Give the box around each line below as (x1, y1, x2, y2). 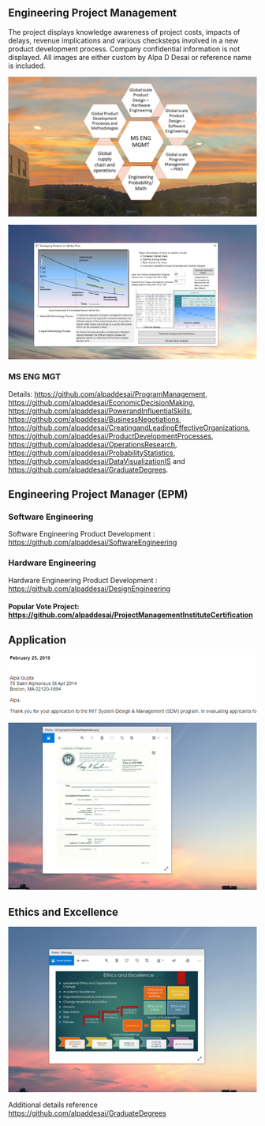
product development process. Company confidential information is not (8, 43, 241, 54)
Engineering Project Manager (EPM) (8, 488, 188, 501)
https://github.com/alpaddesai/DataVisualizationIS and (8, 456, 185, 465)
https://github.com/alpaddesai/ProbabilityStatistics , (8, 448, 176, 458)
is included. (8, 61, 46, 70)
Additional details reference (8, 1100, 99, 1109)
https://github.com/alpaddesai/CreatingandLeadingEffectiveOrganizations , (8, 423, 251, 432)
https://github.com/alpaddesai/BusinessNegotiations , (8, 414, 181, 424)
